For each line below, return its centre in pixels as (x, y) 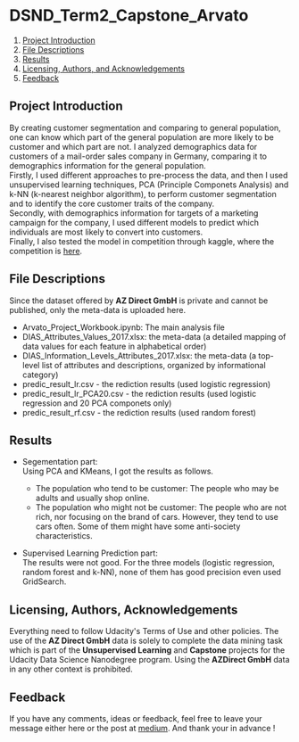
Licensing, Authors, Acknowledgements (124, 610)
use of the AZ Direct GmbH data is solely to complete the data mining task (146, 641)
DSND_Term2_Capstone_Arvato (129, 16)
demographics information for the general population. (108, 165)
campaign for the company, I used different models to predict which (134, 222)
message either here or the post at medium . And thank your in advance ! (142, 728)
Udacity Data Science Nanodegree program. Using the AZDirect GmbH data (149, 660)
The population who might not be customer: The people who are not (161, 507)
